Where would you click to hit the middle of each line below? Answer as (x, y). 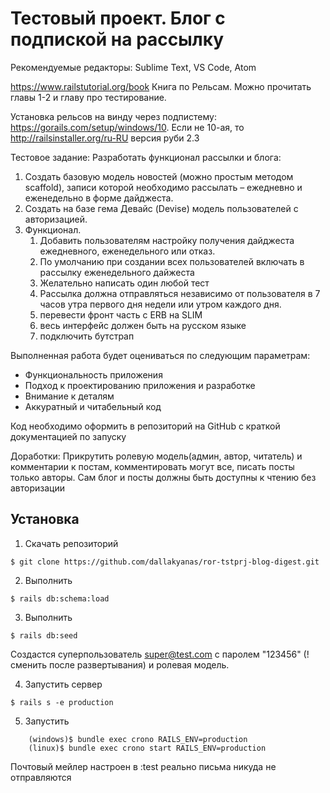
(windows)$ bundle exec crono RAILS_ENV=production (138, 739)
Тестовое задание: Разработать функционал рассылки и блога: (146, 157)
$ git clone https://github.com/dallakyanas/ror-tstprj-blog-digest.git (165, 562)
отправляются (41, 777)
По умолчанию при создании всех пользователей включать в (172, 261)
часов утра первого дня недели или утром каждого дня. (160, 304)
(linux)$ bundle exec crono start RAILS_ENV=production (147, 748)
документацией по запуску (68, 436)
